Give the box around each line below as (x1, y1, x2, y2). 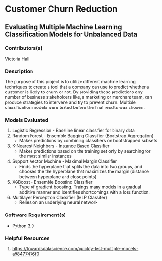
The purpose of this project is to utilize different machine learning (5, 79, 136, 85)
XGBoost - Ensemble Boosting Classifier (12, 179, 93, 185)
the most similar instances (19, 154, 72, 159)
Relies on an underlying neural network (19, 200, 98, 205)
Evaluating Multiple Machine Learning (5, 23, 122, 31)
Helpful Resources (5, 235, 50, 242)
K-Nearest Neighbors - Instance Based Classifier (12, 143, 110, 149)
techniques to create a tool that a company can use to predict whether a (5, 84, 149, 90)
